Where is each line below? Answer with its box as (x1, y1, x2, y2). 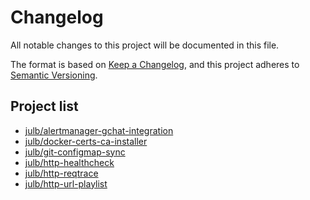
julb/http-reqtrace (24, 167, 99, 179)
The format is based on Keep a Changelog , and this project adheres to (10, 58, 300, 70)
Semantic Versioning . (10, 69, 98, 81)
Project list (10, 98, 79, 115)
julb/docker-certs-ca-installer (24, 135, 148, 147)
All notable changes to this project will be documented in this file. (10, 39, 280, 51)
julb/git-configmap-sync (24, 146, 126, 158)
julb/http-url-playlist (24, 177, 108, 190)
